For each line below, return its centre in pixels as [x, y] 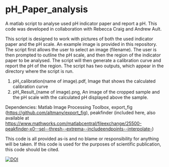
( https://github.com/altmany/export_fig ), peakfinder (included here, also [80, 113]
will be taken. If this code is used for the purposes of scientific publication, [83, 144]
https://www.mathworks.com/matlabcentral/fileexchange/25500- [74, 123]
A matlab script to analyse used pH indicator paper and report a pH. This [81, 23]
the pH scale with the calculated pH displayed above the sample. [80, 97]
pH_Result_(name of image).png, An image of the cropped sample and [86, 92]
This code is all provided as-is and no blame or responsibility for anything [82, 138]
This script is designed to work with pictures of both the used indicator [79, 39]
